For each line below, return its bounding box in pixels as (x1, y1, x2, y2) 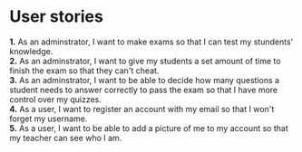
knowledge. (9, 45, 54, 56)
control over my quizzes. (9, 93, 102, 105)
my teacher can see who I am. (9, 132, 122, 143)
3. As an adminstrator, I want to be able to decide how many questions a (9, 74, 279, 85)
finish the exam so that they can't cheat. (9, 65, 160, 76)
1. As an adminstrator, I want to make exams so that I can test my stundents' (9, 36, 294, 47)
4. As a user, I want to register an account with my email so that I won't (9, 103, 275, 114)
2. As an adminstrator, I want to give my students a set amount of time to (9, 55, 281, 66)
